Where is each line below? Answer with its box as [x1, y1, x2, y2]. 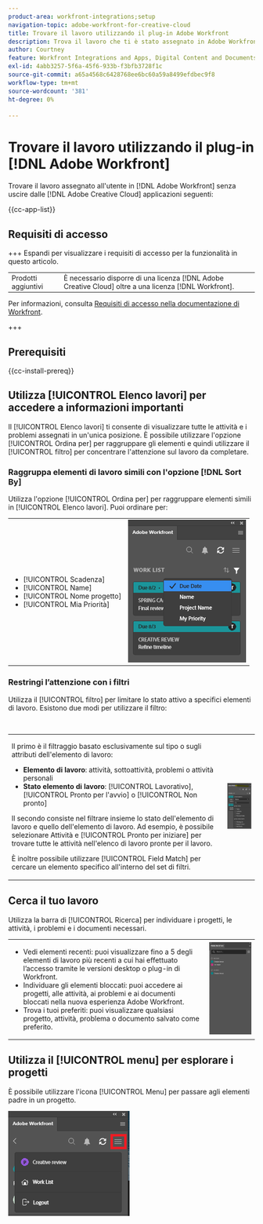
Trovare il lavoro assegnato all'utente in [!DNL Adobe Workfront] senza [8, 181, 236, 191]
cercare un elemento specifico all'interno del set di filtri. [11, 862, 191, 871]
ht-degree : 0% [8, 95, 55, 104]
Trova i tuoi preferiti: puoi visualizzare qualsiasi [23, 1005, 174, 1014]
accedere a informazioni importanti [8, 401, 184, 415]
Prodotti [11, 273, 38, 283]
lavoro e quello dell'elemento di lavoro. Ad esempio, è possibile [11, 822, 214, 831]
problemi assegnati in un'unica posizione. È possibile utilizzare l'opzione [8, 430, 241, 440]
